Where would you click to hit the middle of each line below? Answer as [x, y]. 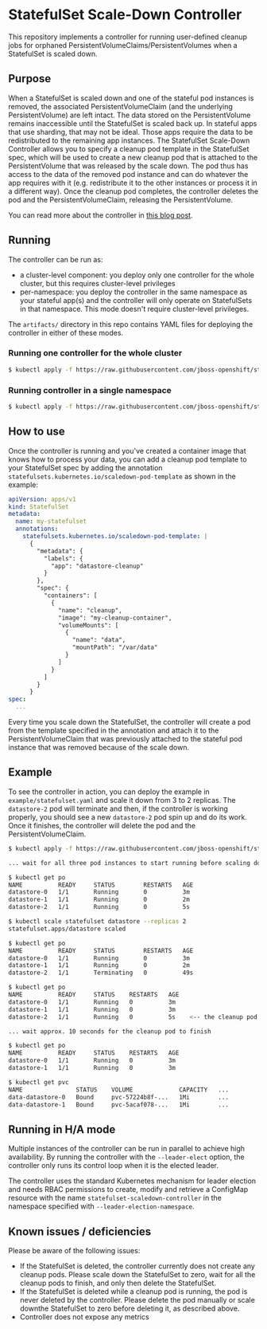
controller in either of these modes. [66, 332]
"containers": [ [70, 596]
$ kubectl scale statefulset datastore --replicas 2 [97, 922]
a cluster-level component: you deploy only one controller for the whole [137, 275]
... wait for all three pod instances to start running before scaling [129, 863]
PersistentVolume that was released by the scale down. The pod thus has [128, 166]
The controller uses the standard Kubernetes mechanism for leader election [132, 1181]
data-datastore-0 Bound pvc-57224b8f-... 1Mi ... [118, 1097]
